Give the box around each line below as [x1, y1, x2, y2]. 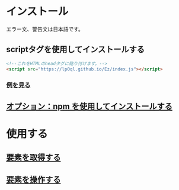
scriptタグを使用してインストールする [6, 44, 145, 54]
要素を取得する [6, 153, 61, 163]
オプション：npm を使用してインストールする [6, 101, 173, 111]
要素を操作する [6, 175, 61, 185]
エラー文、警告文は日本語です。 [6, 25, 84, 33]
